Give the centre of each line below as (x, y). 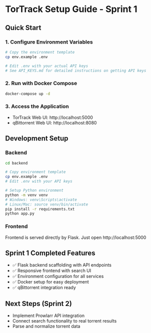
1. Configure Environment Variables (49, 42)
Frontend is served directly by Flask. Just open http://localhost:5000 (76, 237)
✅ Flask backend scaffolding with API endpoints (62, 265)
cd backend (16, 163)
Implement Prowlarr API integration (48, 315)
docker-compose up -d (28, 93)
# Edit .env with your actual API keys (47, 66)
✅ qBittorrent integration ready (44, 287)
